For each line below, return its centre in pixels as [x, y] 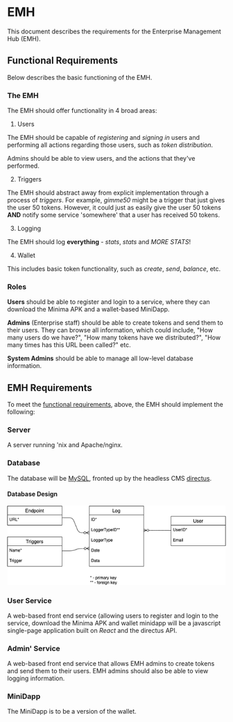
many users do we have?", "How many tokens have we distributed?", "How [114, 337]
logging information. [36, 678]
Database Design [32, 494]
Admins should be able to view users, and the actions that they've [101, 159]
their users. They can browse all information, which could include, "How [110, 330]
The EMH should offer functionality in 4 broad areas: [82, 111]
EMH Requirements [50, 388]
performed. [23, 166]
